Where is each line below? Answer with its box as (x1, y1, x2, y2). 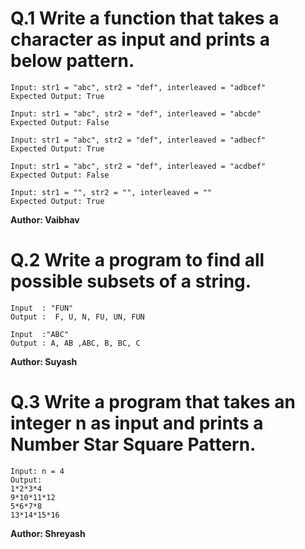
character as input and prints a (10, 28, 270, 51)
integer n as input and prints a (10, 412, 264, 435)
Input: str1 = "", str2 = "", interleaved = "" (10, 187, 213, 197)
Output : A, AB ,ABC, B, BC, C (10, 338, 141, 348)
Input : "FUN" (10, 303, 74, 313)
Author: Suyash (10, 355, 78, 367)
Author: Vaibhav (10, 213, 80, 226)
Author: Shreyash (10, 527, 86, 539)
